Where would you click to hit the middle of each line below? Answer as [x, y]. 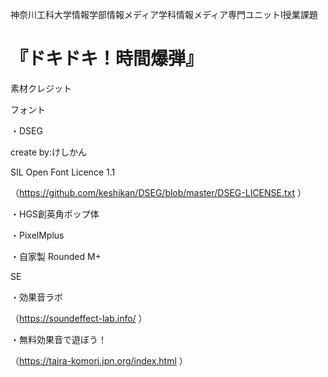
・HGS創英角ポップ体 [55, 214]
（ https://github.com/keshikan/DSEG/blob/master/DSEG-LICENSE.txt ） [158, 192]
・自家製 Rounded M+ [56, 256]
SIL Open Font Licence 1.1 [63, 172]
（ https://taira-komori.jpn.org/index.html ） [99, 360]
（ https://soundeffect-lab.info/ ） [79, 318]
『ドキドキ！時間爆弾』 [107, 59]
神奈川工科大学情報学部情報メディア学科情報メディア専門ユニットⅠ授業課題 [164, 14]
